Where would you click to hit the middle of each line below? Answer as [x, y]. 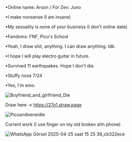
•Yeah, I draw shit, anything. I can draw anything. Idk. [60, 46]
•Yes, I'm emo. [21, 85]
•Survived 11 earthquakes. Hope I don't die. [50, 66]
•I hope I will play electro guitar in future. [47, 56]
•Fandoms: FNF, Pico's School [37, 37]
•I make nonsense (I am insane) [38, 17]
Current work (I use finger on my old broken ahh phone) [63, 124]
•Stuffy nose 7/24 [24, 76]
